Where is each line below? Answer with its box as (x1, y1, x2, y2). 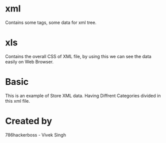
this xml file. (5, 98, 30, 104)
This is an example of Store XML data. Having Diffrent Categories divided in (5, 93, 161, 99)
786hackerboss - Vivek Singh (5, 132, 66, 138)
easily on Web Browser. (5, 58, 54, 65)
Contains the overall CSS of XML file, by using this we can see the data (5, 53, 151, 59)
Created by (5, 116, 52, 127)
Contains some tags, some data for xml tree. (5, 19, 96, 25)
